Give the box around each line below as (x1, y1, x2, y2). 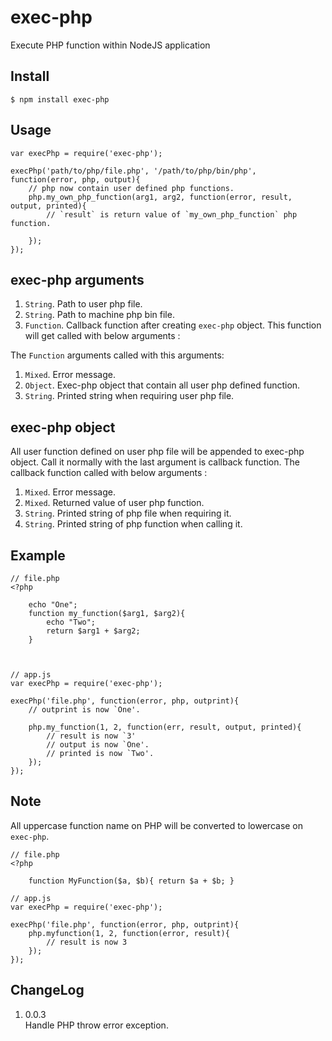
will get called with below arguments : (24, 330, 181, 342)
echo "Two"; (46, 617, 97, 627)
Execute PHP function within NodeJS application (10, 39, 211, 51)
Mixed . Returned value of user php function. (24, 497, 205, 509)
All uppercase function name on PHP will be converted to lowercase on (10, 819, 304, 831)
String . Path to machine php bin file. (24, 309, 175, 321)
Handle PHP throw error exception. (24, 1019, 169, 1031)
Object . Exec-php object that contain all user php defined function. (24, 379, 301, 391)
